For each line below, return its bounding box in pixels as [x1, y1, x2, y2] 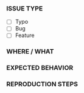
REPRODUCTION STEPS [6, 80, 78, 89]
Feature [15, 32, 35, 39]
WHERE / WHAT [6, 47, 54, 56]
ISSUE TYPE [6, 4, 43, 13]
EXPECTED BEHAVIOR [6, 64, 74, 72]
